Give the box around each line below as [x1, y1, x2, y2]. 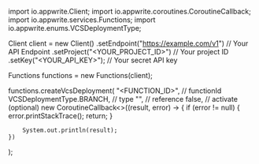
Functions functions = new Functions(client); [8, 71, 154, 80]
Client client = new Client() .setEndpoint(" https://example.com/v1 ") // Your [8, 39, 249, 48]
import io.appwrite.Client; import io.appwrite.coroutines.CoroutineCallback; [8, 7, 252, 16]
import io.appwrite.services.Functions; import [8, 15, 156, 24]
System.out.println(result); [22, 126, 118, 134]
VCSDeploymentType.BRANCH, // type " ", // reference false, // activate [8, 95, 239, 103]
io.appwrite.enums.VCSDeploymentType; [8, 24, 142, 32]
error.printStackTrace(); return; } [8, 111, 113, 121]
